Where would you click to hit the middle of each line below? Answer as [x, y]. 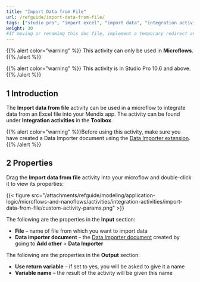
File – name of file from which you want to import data [81, 231]
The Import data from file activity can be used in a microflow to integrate [96, 107]
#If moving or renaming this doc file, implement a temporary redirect [97, 34]
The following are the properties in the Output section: [73, 255]
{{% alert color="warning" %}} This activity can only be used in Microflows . [100, 50]
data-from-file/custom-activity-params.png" [61, 208]
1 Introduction [32, 94]
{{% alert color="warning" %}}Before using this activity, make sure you [93, 132]
